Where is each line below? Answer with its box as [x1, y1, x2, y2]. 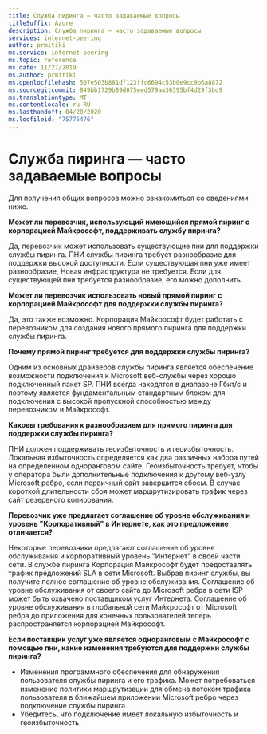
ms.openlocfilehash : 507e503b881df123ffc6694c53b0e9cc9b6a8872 [8, 78, 223, 86]
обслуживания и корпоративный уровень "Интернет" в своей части [8, 551, 241, 561]
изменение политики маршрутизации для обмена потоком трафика [19, 684, 251, 693]
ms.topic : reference [8, 57, 77, 65]
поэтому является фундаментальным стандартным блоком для [8, 388, 226, 397]
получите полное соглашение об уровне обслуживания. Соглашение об [8, 576, 255, 586]
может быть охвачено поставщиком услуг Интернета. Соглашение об [8, 594, 247, 603]
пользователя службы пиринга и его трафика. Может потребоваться [19, 675, 256, 685]
